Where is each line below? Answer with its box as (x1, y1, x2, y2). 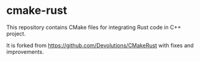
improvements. (6, 48, 44, 55)
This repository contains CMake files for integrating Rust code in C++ (6, 24, 182, 31)
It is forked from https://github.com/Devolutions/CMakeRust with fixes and (6, 42, 194, 49)
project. (6, 30, 26, 37)
